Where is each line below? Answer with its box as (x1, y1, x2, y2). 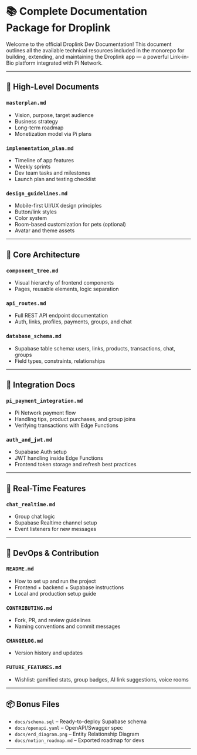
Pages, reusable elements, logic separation (14, 285, 119, 292)
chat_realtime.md (6, 501, 56, 507)
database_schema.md (6, 333, 62, 340)
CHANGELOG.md (6, 637, 43, 644)
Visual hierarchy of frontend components (14, 279, 114, 286)
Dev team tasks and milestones (14, 169, 91, 176)
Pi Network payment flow (14, 409, 76, 416)
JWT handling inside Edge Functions (14, 455, 104, 462)
